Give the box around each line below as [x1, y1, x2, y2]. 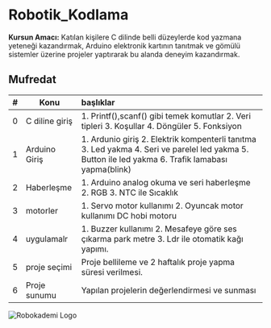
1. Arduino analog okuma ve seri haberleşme [81, 176, 252, 188]
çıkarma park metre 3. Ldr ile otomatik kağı [81, 233, 244, 244]
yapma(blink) [81, 164, 131, 175]
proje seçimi [25, 261, 73, 272]
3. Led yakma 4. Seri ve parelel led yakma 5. [81, 143, 249, 155]
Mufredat [8, 73, 56, 86]
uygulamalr [25, 233, 69, 244]
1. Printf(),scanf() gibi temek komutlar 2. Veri [81, 110, 252, 122]
